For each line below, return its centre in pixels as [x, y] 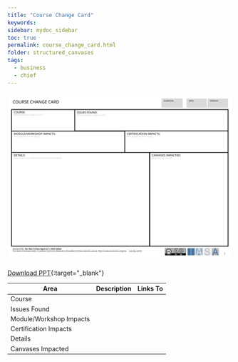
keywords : [22, 22]
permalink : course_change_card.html [62, 45]
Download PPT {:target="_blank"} [56, 273]
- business [30, 68]
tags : [15, 61]
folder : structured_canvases [51, 53]
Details [20, 338]
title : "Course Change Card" [51, 15]
